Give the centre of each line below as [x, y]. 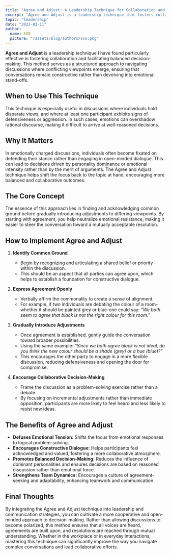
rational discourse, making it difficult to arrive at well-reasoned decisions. [82, 124]
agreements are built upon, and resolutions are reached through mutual [80, 531]
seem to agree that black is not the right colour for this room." [85, 315]
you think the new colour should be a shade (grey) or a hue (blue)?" [91, 351]
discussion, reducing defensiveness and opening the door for [85, 362]
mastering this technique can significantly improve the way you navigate [81, 541]
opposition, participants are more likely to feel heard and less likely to [93, 403]
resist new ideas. [38, 409]
